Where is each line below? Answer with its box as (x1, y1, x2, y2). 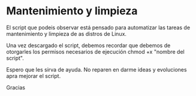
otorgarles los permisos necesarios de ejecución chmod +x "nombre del (6, 48, 185, 55)
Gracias (6, 83, 26, 91)
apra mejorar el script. (6, 72, 61, 79)
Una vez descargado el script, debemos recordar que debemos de (6, 42, 171, 49)
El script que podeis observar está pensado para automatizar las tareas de (6, 24, 191, 31)
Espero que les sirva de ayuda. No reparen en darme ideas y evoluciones (6, 66, 187, 73)
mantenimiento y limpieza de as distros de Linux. (6, 30, 127, 37)
